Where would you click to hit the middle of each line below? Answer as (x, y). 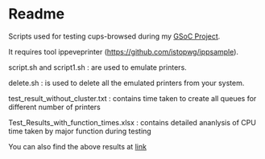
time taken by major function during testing (80, 131)
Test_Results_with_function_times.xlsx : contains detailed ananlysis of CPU (132, 122)
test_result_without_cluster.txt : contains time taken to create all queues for (132, 98)
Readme (37, 14)
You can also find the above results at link (78, 146)
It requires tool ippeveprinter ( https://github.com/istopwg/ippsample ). (124, 51)
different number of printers (54, 107)
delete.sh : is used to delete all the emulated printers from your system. (126, 83)
